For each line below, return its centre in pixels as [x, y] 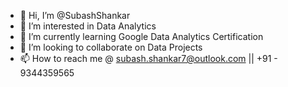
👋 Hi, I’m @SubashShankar [75, 15]
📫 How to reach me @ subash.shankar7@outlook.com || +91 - [148, 58]
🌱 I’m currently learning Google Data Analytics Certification [141, 36]
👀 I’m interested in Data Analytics [88, 26]
